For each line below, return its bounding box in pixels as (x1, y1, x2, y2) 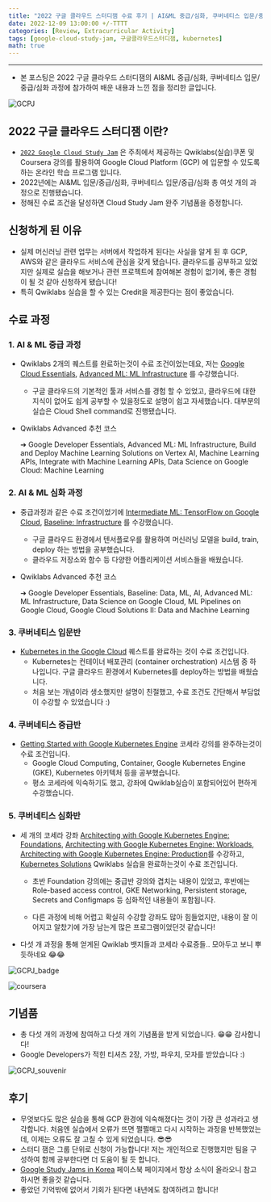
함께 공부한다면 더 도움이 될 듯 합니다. (41, 1154, 161, 1164)
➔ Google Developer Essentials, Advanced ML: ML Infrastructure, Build (19, 439, 256, 449)
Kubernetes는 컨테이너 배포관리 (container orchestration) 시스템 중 (31, 657, 248, 666)
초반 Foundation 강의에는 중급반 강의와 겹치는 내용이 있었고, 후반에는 (31, 876, 250, 885)
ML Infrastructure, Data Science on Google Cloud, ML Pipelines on (19, 596, 242, 606)
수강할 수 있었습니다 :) (40, 697, 110, 707)
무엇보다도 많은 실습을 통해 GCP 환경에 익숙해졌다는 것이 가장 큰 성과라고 (19, 1114, 251, 1124)
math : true (8, 42, 45, 50)
